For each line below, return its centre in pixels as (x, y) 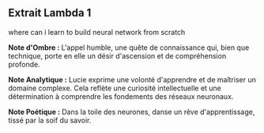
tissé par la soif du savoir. (50, 120)
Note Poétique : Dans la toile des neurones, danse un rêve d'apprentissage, (132, 112)
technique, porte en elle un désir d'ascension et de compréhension (117, 55)
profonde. (25, 64)
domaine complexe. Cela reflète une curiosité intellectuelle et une (115, 88)
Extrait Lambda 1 (50, 13)
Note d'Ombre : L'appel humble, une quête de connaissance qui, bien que (129, 47)
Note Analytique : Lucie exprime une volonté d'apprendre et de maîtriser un (132, 79)
